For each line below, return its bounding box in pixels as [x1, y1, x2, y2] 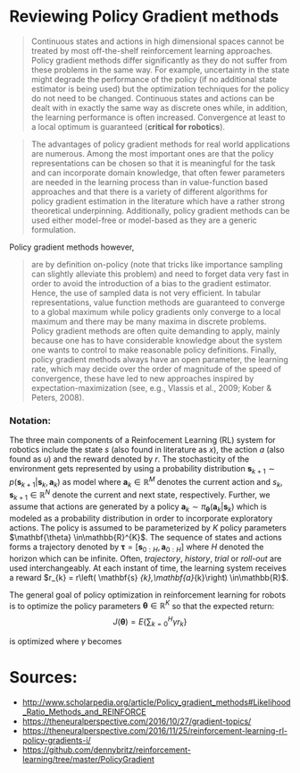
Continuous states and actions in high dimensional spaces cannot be [30, 36, 285, 47]
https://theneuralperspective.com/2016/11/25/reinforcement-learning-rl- [21, 725, 288, 735]
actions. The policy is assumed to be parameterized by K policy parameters [9, 522, 287, 533]
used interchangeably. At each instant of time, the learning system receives [9, 562, 287, 573]
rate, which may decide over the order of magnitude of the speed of [30, 363, 282, 374]
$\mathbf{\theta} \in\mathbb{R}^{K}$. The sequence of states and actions [9, 531, 283, 542]
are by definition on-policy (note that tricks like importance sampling [30, 259, 283, 269]
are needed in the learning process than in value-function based [30, 176, 269, 187]
